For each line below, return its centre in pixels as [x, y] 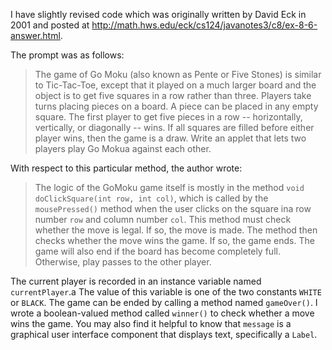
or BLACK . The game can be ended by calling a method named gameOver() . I [164, 302]
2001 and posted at [50, 25]
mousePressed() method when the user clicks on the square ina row [173, 208]
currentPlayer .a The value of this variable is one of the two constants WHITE [166, 292]
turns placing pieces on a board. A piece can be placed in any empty [176, 106]
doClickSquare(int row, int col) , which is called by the [151, 198]
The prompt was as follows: [67, 55]
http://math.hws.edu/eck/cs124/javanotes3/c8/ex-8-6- [204, 25]
